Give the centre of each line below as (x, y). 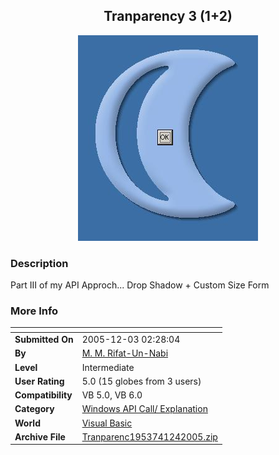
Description (39, 263)
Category (34, 409)
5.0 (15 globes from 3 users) (141, 381)
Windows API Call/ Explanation (144, 409)
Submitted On (44, 340)
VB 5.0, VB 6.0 (112, 395)
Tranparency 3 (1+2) (168, 16)
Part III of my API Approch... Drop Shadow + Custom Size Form (140, 285)
